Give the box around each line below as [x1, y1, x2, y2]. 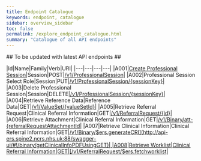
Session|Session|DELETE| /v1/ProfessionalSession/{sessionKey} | [6, 91, 166, 97]
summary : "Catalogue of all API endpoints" [6, 37, 117, 43]
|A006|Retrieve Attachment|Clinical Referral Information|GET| [6, 116, 158, 123]
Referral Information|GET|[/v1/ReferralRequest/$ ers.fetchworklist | [6, 148, 169, 155]
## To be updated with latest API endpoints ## [6, 53, 121, 60]
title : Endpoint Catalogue [6, 8, 74, 15]
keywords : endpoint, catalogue [6, 14, 85, 20]
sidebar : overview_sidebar [6, 20, 74, 26]
